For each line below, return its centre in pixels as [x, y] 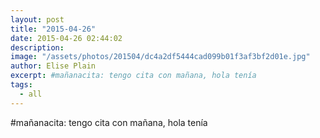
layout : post [37, 19]
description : [37, 47]
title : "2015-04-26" [53, 29]
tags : [21, 85]
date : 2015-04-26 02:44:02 [66, 38]
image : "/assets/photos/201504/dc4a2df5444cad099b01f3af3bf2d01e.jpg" [160, 57]
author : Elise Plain [53, 66]
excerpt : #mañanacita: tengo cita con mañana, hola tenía [133, 76]
